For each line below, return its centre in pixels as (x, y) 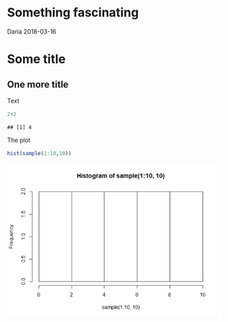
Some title (37, 59)
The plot (19, 140)
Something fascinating (73, 13)
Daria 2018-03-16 (32, 31)
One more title (38, 84)
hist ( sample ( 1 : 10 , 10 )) (39, 153)
